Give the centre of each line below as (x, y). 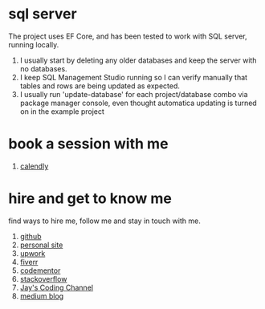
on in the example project (62, 111)
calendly (34, 166)
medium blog (42, 296)
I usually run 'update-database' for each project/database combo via (134, 94)
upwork (33, 253)
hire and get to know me (90, 199)
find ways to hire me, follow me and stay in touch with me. (104, 221)
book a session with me (88, 144)
